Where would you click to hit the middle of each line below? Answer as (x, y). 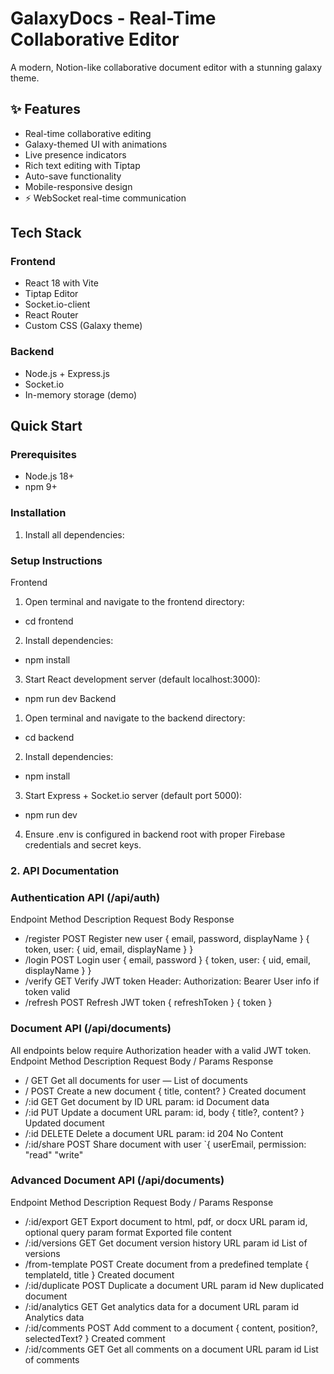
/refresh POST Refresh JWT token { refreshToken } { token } (148, 1003)
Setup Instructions (56, 560)
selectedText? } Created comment (95, 1338)
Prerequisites (43, 455)
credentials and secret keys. (83, 845)
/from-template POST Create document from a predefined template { (167, 1264)
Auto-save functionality (73, 176)
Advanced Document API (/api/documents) (117, 1180)
